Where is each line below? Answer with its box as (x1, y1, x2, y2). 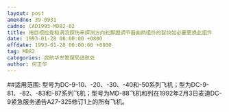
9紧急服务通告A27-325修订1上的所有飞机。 (7, 97, 129, 106)
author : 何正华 (7, 61, 47, 68)
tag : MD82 (7, 48, 36, 55)
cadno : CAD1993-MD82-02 (7, 23, 75, 29)
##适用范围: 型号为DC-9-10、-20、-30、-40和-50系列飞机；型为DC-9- (7, 80, 210, 89)
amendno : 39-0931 (7, 16, 57, 23)
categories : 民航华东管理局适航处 (7, 55, 95, 61)
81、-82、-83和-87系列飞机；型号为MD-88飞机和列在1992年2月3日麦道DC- (7, 89, 222, 97)
